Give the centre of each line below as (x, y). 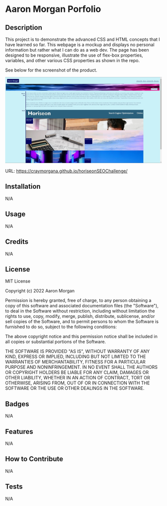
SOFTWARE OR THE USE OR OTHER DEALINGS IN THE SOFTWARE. (75, 388)
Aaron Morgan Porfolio (53, 9)
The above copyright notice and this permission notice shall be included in (81, 337)
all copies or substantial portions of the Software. (55, 342)
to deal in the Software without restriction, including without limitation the (80, 311)
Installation (23, 186)
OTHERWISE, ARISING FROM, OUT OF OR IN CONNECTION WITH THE (78, 383)
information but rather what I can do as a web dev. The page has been (77, 50)
